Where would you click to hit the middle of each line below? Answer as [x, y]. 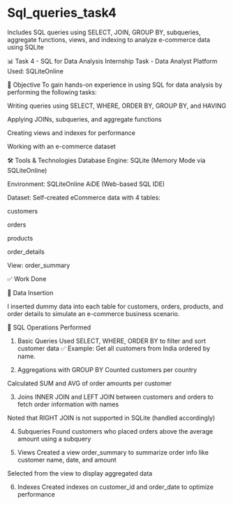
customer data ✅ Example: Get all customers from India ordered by [114, 348]
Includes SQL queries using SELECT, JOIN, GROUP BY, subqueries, [104, 32]
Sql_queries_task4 [62, 13]
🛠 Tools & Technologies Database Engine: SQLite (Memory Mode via [106, 160]
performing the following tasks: [52, 92]
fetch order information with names [68, 404]
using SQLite [25, 47]
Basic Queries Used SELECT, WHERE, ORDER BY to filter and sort [111, 341]
